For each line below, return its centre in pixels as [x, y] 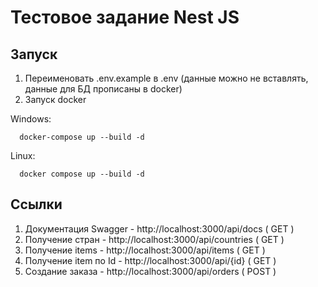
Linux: [23, 155]
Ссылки [36, 204]
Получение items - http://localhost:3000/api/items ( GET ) [145, 250]
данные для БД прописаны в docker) [103, 89]
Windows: [31, 119]
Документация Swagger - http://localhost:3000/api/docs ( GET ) [159, 228]
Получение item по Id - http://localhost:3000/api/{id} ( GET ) [150, 260]
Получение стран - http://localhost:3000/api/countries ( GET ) [154, 239]
